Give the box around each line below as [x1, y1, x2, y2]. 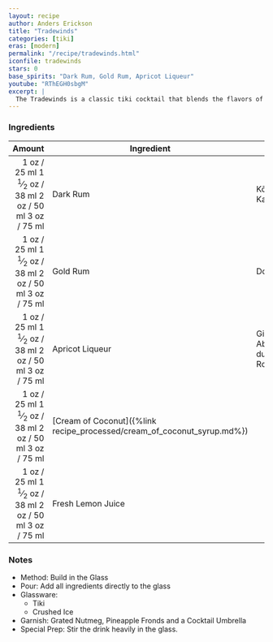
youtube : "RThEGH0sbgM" [8, 80, 89, 88]
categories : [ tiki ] [8, 34, 75, 43]
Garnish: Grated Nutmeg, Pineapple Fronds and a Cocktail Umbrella [19, 616, 246, 626]
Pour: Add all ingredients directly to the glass [19, 581, 171, 591]
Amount [12, 143, 45, 154]
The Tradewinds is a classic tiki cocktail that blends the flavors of [15, 95, 264, 103]
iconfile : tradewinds [8, 58, 82, 66]
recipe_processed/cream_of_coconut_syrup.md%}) [52, 425, 249, 437]
